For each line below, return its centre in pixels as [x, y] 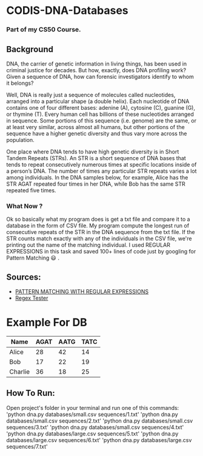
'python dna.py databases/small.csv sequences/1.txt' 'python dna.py [92, 414]
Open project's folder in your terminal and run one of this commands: [93, 407]
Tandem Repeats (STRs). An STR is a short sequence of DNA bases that [96, 158]
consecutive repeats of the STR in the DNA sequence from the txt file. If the [101, 232]
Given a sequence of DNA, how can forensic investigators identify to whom [100, 76]
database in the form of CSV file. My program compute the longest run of [98, 226]
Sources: [24, 277]
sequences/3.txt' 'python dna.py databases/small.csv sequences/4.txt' [95, 427]
